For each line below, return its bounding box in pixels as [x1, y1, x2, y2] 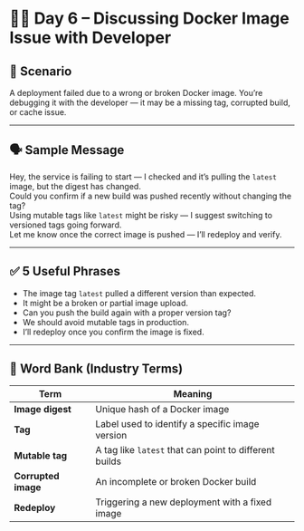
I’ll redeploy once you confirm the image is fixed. [22, 326, 205, 337]
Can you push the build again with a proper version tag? [22, 307, 232, 318]
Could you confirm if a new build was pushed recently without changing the [9, 190, 292, 201]
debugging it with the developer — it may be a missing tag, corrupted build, [9, 97, 291, 108]
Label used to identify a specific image [95, 418, 260, 430]
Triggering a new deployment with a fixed [95, 496, 272, 508]
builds [95, 455, 122, 468]
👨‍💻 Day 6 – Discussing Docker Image [9, 8, 290, 29]
